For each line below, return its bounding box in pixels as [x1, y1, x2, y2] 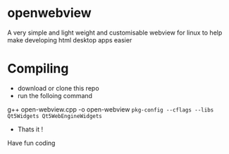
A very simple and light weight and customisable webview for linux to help [7, 28, 223, 37]
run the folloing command [17, 91, 93, 100]
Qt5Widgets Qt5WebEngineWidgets [7, 112, 102, 119]
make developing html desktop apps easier [7, 35, 132, 44]
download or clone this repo [17, 83, 100, 93]
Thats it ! [17, 125, 44, 134]
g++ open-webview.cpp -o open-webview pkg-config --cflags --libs [7, 105, 214, 114]
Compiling [7, 61, 69, 77]
